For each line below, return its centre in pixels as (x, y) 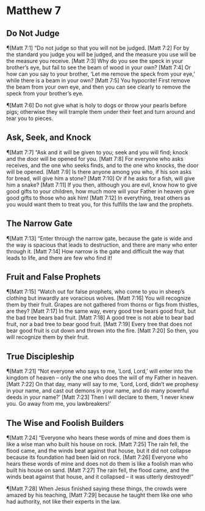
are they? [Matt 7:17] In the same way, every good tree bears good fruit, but (101, 311)
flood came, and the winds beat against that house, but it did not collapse (99, 451)
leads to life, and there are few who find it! (59, 258)
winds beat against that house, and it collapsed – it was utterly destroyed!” (100, 477)
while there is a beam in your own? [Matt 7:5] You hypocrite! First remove (98, 80)
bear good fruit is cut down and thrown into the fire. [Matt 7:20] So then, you (103, 330)
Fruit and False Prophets (54, 277)
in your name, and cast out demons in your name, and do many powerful (98, 391)
